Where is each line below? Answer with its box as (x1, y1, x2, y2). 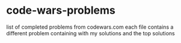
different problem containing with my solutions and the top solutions (6, 29, 176, 36)
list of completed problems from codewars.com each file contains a (6, 23, 174, 30)
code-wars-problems (6, 4, 115, 17)
